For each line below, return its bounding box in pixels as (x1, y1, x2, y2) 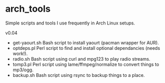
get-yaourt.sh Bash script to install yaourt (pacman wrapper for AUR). (12, 39, 159, 46)
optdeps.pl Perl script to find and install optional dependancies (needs (12, 45, 160, 51)
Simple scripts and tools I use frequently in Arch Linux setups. (5, 20, 135, 26)
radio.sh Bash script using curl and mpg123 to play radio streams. (12, 56, 151, 62)
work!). (12, 50, 28, 57)
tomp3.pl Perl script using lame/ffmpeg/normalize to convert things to (12, 61, 159, 67)
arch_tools (5, 3, 51, 15)
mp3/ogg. (12, 67, 34, 73)
